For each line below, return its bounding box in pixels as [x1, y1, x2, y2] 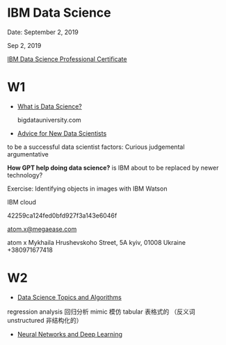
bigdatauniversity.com [17, 115, 81, 124]
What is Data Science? [17, 102, 82, 111]
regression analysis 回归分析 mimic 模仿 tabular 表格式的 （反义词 [7, 307, 196, 316]
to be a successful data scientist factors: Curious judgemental [7, 143, 185, 151]
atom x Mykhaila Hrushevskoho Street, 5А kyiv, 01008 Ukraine [7, 238, 186, 246]
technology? [7, 170, 43, 179]
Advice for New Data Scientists [17, 129, 107, 137]
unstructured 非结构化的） [7, 316, 83, 324]
